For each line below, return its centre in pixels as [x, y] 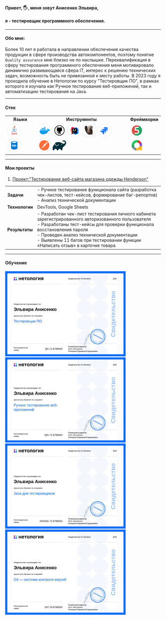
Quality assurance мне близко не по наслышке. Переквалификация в [78, 60]
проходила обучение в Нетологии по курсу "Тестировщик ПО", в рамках [82, 81]
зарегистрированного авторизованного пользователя [94, 219]
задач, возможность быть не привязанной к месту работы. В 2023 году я [83, 76]
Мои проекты [20, 168]
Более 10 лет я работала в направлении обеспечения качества [72, 49]
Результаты [20, 230]
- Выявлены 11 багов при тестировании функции [89, 240]
